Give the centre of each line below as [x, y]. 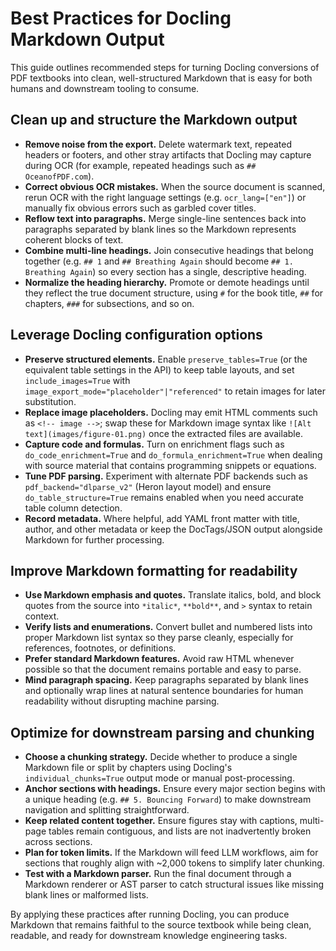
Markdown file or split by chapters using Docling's [128, 768]
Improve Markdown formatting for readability [154, 570]
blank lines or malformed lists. [86, 895]
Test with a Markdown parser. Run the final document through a [158, 874]
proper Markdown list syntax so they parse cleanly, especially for [159, 638]
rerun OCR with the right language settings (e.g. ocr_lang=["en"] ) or [165, 197]
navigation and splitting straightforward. [107, 810]
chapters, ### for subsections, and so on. [109, 303]
